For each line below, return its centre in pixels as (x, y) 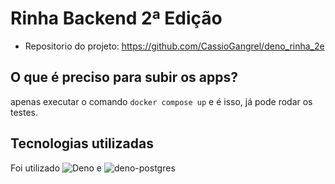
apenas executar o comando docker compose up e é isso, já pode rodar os (161, 101)
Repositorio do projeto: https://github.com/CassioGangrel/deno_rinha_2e (174, 46)
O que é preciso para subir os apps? (124, 77)
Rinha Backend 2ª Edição (116, 18)
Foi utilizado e (56, 168)
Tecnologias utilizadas (82, 143)
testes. (24, 112)
